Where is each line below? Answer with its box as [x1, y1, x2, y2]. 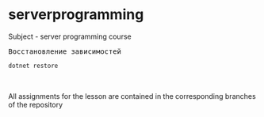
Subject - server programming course [8, 32, 132, 41]
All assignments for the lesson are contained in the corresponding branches [8, 91, 256, 100]
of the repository [8, 100, 63, 109]
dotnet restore [8, 62, 59, 70]
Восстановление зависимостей [8, 47, 121, 56]
